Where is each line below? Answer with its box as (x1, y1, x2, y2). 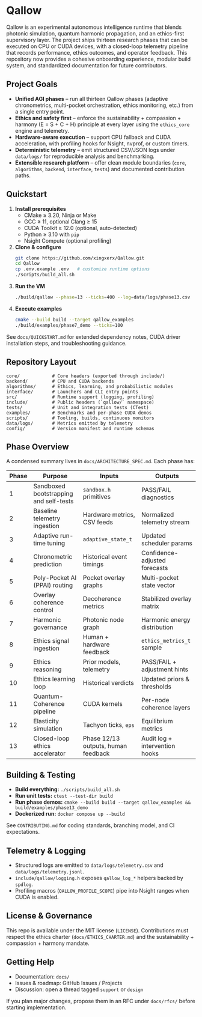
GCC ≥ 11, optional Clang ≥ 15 (23, 217, 97, 225)
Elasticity (33, 717, 59, 726)
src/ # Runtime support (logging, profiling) (6, 394, 155, 400)
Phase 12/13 (83, 734, 120, 742)
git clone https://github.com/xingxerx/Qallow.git (14, 255, 145, 261)
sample (141, 643, 162, 652)
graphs (83, 581, 103, 589)
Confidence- (141, 549, 179, 557)
